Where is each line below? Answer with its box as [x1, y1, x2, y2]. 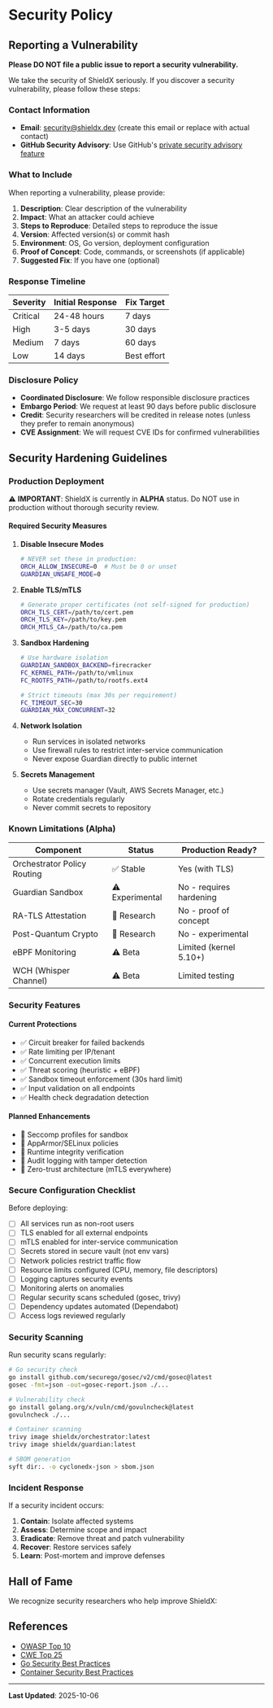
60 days [124, 336, 157, 347]
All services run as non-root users [19, 1219, 135, 1229]
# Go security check [8, 1365, 79, 1374]
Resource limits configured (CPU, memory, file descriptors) [19, 1265, 219, 1274]
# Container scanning [8, 1426, 82, 1434]
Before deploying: [8, 1203, 68, 1213]
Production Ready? [181, 844, 258, 855]
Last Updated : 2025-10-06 [8, 1690, 99, 1700]
